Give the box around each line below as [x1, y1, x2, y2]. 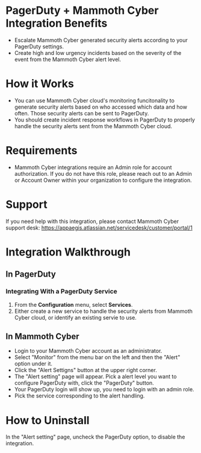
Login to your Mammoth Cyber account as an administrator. [14, 347, 162, 355]
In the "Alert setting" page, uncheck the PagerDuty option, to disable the [5, 433, 185, 441]
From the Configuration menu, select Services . [14, 301, 133, 308]
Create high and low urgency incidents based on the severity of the [14, 49, 182, 56]
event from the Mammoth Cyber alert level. [14, 56, 122, 63]
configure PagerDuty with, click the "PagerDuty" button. [14, 379, 154, 387]
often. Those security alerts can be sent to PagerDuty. [14, 109, 149, 117]
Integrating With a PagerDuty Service [5, 288, 118, 296]
